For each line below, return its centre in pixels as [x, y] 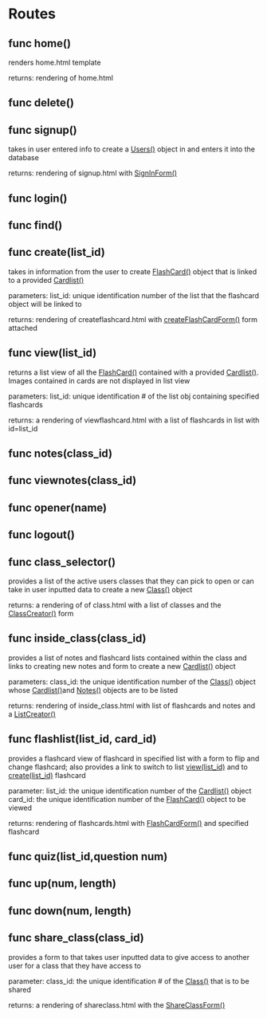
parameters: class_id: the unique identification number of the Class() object [132, 682]
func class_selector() [62, 562]
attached [23, 328]
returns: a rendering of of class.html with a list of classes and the [115, 605]
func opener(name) [58, 507]
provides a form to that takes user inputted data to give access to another [129, 957]
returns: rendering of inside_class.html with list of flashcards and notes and [132, 706]
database [24, 158]
